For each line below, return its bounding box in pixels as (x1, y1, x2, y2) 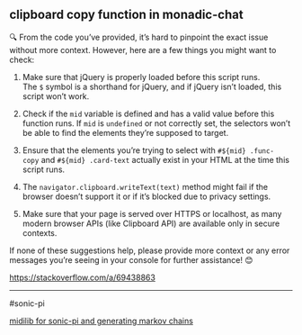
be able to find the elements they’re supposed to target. (22, 127, 229, 138)
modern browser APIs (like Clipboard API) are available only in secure (22, 218, 280, 229)
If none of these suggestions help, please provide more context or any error (9, 245, 290, 256)
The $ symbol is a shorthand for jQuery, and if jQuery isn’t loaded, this (22, 81, 282, 92)
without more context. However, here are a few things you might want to (9, 44, 277, 55)
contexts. (22, 227, 58, 238)
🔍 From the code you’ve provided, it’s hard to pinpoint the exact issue (9, 32, 269, 42)
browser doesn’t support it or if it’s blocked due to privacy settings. (22, 191, 271, 202)
